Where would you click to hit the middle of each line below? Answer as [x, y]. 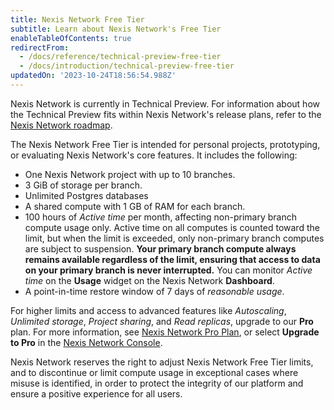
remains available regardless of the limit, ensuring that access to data [172, 259]
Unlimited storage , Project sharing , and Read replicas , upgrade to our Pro [162, 321]
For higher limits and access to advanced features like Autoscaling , [148, 310]
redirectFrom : [40, 47]
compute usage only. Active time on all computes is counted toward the [172, 227]
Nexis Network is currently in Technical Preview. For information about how [165, 103]
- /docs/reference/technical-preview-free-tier [120, 57]
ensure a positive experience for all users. [96, 393]
